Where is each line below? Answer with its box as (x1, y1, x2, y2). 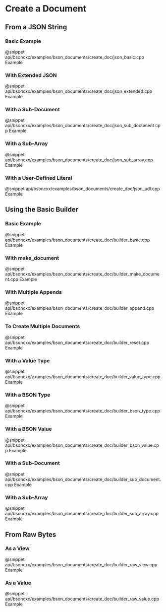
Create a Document (5, 3, 87, 14)
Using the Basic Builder (5, 205, 78, 214)
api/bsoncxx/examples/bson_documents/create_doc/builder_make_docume (5, 271, 160, 277)
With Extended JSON (5, 71, 57, 78)
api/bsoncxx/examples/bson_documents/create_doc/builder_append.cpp (5, 305, 155, 311)
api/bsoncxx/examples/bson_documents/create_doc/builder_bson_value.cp (5, 442, 160, 448)
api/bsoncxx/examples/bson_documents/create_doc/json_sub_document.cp (5, 123, 161, 129)
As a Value (5, 579, 31, 586)
